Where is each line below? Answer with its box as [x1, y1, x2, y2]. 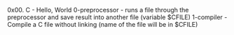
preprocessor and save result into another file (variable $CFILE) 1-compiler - [7, 13, 228, 21]
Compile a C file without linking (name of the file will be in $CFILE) [7, 21, 198, 28]
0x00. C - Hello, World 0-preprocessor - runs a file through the [7, 6, 189, 14]
